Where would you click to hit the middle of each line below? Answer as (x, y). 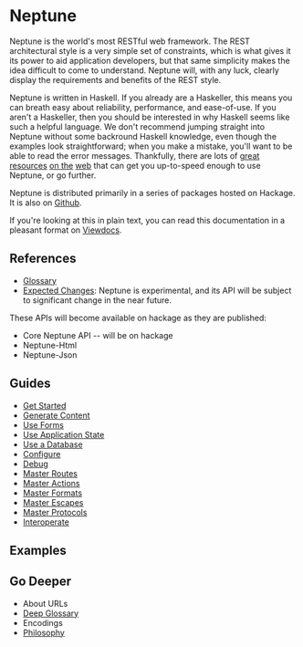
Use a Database (53, 444)
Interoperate (46, 522)
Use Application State (63, 434)
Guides (31, 384)
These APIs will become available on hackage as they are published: (138, 318)
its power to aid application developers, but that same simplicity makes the (150, 60)
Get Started (44, 405)
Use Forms (43, 424)
